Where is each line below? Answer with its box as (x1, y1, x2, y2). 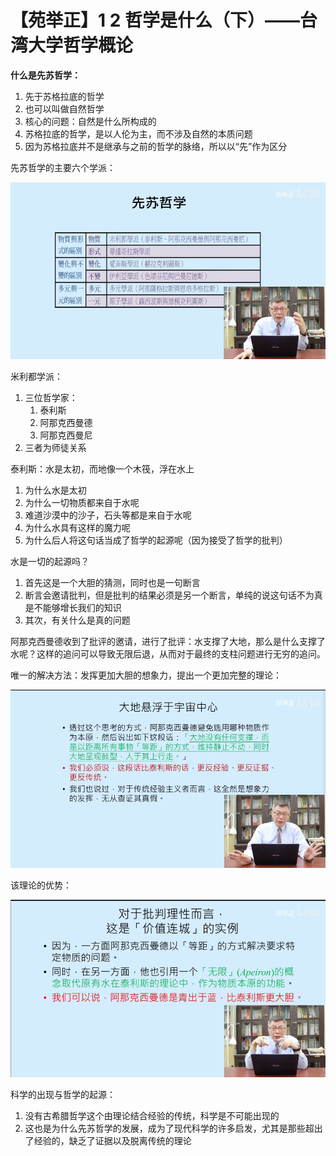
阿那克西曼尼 (39, 429, 93, 441)
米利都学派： (10, 370, 63, 382)
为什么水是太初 (24, 484, 87, 496)
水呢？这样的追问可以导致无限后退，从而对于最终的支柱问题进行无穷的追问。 (10, 647, 326, 660)
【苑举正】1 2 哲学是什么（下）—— (10, 9, 300, 32)
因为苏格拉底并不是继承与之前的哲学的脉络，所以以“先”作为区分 (24, 140, 288, 152)
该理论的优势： (10, 879, 72, 891)
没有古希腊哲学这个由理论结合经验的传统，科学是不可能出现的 (24, 1109, 280, 1121)
